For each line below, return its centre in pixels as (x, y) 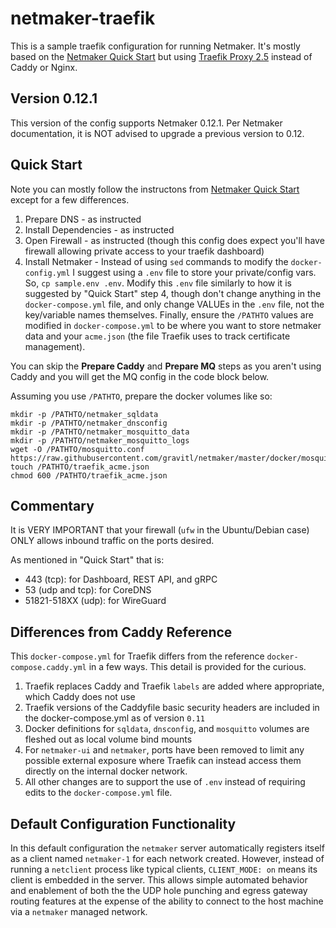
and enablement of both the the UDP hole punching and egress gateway (159, 890)
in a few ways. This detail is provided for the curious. (197, 667)
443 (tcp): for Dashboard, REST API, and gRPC (121, 579)
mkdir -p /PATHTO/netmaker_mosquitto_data (100, 432)
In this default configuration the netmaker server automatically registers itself (167, 848)
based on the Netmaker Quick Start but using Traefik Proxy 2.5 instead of (161, 56)
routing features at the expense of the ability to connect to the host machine (167, 901)
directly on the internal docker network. (106, 771)
